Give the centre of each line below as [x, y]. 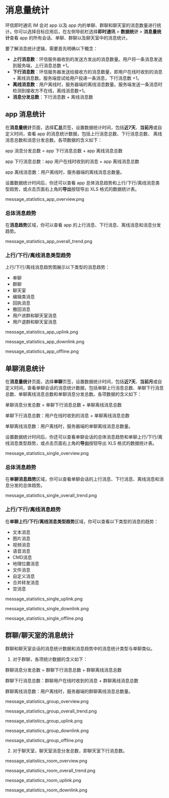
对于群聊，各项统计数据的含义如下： [50, 659]
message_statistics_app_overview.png [45, 199]
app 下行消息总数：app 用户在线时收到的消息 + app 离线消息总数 [72, 161]
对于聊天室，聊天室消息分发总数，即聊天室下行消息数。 [70, 751]
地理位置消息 [26, 564]
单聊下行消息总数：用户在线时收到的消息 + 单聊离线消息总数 [67, 416]
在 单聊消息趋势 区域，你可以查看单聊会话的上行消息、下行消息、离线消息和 [82, 479]
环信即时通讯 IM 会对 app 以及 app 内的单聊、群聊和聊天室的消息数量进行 [81, 25]
